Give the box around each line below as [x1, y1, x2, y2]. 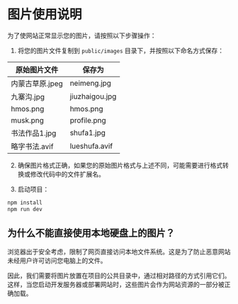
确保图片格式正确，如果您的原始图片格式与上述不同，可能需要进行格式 [17, 161, 223, 169]
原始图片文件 [15, 64, 59, 74]
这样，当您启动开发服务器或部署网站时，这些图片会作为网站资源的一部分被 [7, 280, 225, 288]
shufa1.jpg [69, 128, 106, 137]
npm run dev [7, 206, 42, 213]
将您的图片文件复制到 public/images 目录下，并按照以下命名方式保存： [17, 46, 225, 55]
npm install [7, 199, 42, 206]
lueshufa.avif [69, 141, 113, 151]
